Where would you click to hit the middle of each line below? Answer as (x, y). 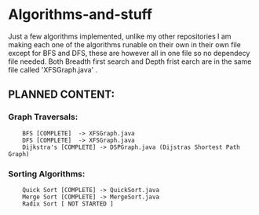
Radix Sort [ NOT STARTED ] (68, 204)
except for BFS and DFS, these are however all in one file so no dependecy (129, 53)
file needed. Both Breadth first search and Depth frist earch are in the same (130, 61)
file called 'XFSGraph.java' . (53, 69)
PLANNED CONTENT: (62, 95)
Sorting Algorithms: (47, 173)
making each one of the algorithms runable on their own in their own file (125, 44)
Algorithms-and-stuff (80, 15)
